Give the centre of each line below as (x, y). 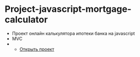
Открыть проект (37, 49)
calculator (26, 20)
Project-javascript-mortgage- (68, 9)
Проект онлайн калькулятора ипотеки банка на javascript (73, 33)
